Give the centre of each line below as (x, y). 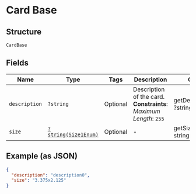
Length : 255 (149, 119)
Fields (17, 63)
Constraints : (150, 104)
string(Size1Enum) (73, 134)
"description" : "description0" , (51, 175)
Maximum (147, 111)
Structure (24, 32)
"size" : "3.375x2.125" (39, 181)
